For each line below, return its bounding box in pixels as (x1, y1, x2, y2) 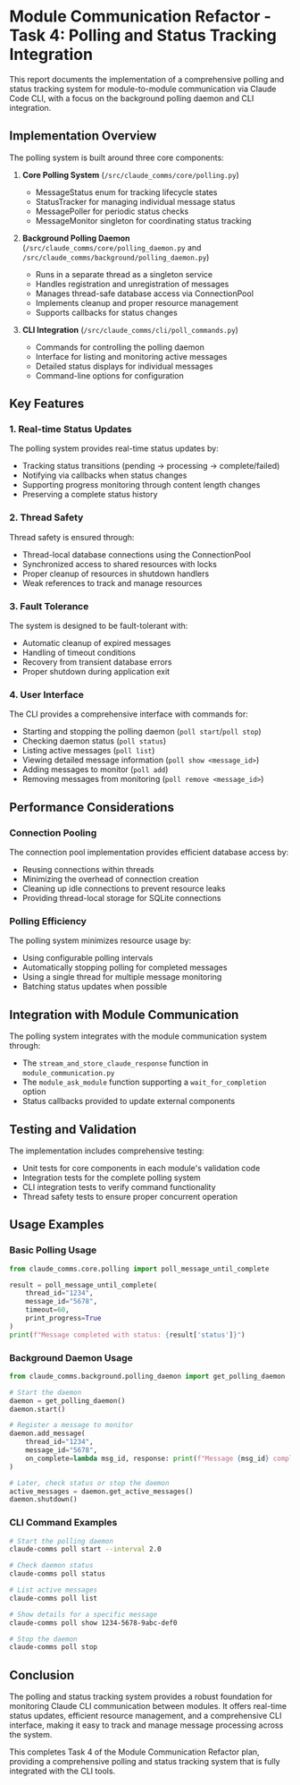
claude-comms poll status (9, 1569, 105, 1578)
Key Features (9, 396, 85, 412)
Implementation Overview (9, 128, 157, 144)
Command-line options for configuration (35, 370, 185, 381)
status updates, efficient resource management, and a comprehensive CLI (9, 1711, 282, 1721)
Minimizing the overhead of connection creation (21, 874, 199, 885)
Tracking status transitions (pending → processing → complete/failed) (21, 461, 280, 472)
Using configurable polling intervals (21, 953, 154, 964)
